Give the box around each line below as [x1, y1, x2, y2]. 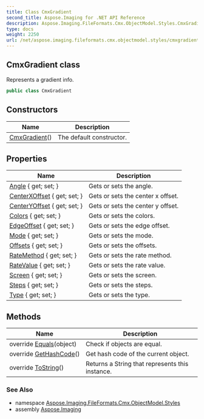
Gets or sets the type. [89, 290, 150, 299]
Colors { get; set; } [9, 211, 61, 220]
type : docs [6, 26, 34, 32]
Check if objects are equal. [86, 340, 162, 348]
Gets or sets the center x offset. [89, 192, 179, 200]
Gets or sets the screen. [89, 271, 157, 280]
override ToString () [9, 364, 64, 372]
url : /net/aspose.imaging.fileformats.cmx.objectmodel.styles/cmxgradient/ [6, 37, 202, 43]
